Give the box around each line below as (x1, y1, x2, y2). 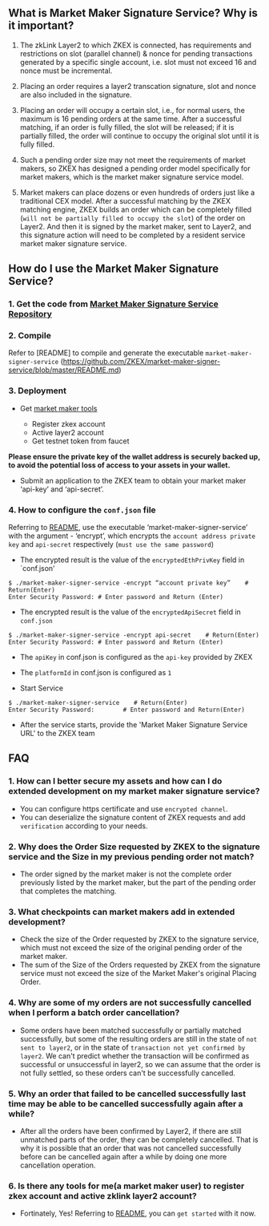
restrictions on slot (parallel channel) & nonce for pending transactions (19, 48, 253, 59)
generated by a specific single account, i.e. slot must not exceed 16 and (19, 57, 257, 67)
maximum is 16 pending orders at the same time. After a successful (19, 114, 243, 123)
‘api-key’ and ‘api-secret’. (19, 484, 104, 494)
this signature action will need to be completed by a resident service (19, 230, 246, 240)
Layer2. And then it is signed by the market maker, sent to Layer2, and (19, 221, 252, 231)
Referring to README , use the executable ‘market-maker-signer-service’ (8, 523, 248, 532)
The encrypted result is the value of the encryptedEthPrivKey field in (19, 555, 245, 564)
